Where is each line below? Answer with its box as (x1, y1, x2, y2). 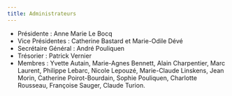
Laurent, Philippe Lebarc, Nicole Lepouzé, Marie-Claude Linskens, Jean (17, 66, 224, 74)
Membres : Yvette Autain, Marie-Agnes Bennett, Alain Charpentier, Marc (17, 58, 226, 67)
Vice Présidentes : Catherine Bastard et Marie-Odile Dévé (17, 36, 184, 45)
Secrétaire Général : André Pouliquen (17, 44, 124, 52)
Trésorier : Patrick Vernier (17, 51, 92, 60)
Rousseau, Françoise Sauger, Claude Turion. (17, 81, 145, 89)
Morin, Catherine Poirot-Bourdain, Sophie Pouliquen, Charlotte (17, 74, 198, 82)
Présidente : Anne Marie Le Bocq (17, 29, 113, 38)
